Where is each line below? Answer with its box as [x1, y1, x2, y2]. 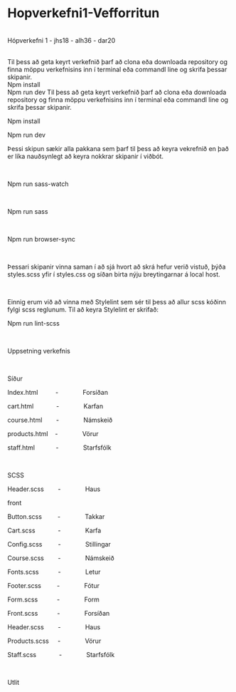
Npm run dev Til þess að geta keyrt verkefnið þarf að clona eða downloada [7, 88, 227, 96]
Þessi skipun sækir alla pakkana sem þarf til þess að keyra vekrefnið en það [7, 144, 230, 153]
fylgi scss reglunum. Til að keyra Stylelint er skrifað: [7, 305, 159, 314]
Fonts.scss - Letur [7, 567, 101, 576]
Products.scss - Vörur [7, 636, 102, 645]
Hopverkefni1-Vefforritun [7, 5, 160, 21]
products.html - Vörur [7, 429, 99, 438]
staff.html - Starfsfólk [7, 443, 112, 452]
